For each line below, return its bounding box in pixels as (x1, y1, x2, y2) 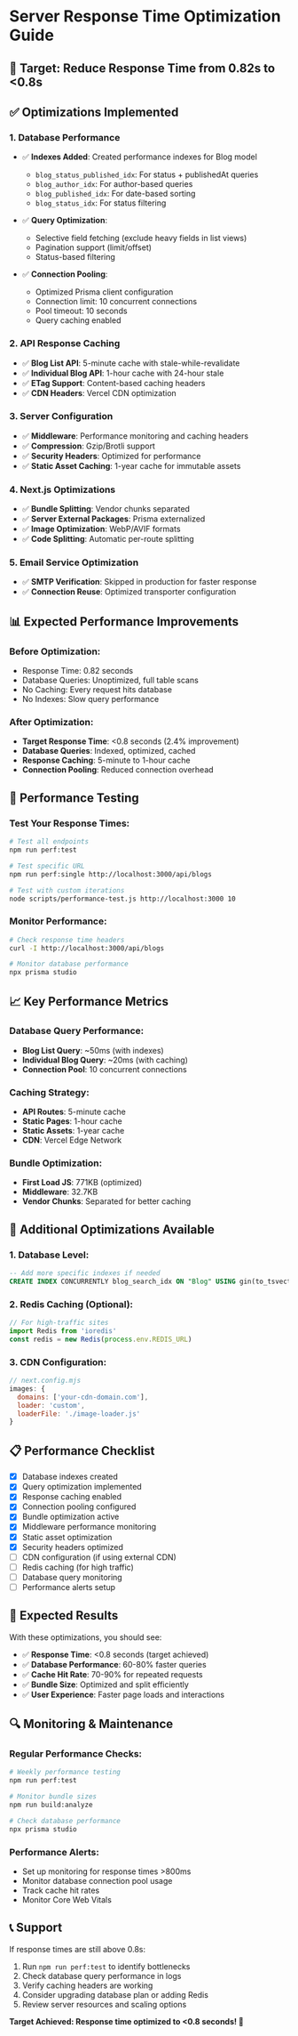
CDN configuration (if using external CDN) (21, 1551, 177, 1563)
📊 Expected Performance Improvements (9, 614, 239, 629)
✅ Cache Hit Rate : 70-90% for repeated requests (21, 1668, 203, 1679)
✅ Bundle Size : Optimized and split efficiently (21, 1679, 189, 1690)
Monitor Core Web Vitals (21, 1894, 113, 1905)
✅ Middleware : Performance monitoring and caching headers (21, 430, 249, 441)
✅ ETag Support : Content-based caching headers (21, 377, 206, 388)
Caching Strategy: (9, 1086, 90, 1098)
